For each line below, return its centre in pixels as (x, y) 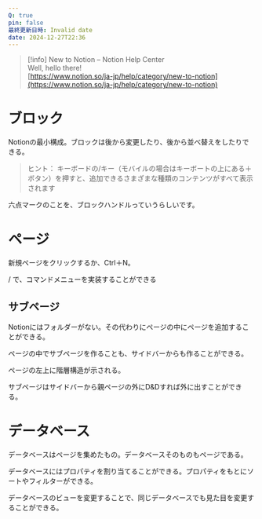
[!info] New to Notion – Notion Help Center (96, 60)
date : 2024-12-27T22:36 (47, 37)
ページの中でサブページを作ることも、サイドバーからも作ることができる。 (128, 353)
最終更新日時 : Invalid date (50, 30)
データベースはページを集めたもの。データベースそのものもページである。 (128, 454)
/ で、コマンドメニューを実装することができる (82, 280)
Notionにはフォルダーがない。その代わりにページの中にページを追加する (126, 327)
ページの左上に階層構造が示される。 (67, 370)
